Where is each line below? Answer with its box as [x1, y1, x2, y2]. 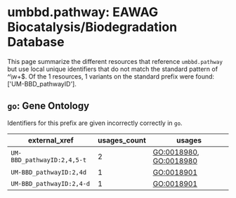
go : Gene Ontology [7, 100, 90, 112]
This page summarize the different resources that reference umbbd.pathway [7, 57, 223, 65]
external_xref [27, 135, 74, 145]
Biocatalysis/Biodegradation [7, 19, 178, 35]
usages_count [98, 135, 146, 145]
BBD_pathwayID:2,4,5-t [11, 156, 86, 164]
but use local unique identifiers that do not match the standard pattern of [7, 65, 218, 73]
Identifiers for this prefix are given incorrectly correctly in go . [7, 119, 183, 127]
